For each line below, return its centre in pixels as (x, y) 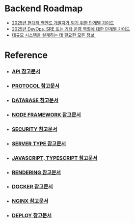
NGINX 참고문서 (30, 201)
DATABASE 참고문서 (35, 100)
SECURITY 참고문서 (34, 129)
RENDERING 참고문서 (36, 172)
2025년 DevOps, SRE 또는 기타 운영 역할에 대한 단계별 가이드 (71, 29)
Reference (26, 55)
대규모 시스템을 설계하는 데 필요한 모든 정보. (54, 35)
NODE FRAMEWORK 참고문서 (46, 114)
